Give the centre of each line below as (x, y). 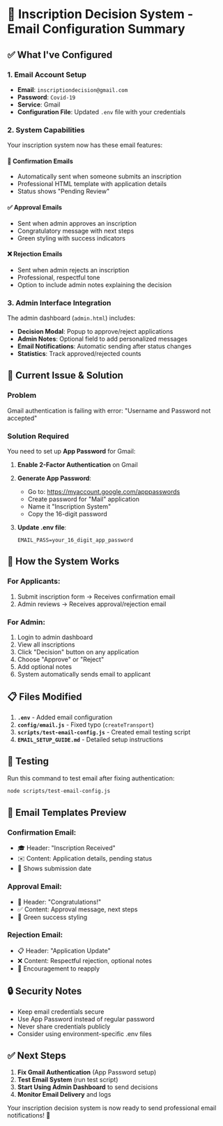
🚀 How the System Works (63, 561)
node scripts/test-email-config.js (59, 791)
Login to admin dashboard (55, 638)
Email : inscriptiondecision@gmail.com (72, 89)
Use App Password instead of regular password (86, 1019)
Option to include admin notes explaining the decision (94, 284)
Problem (22, 395)
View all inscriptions (46, 645)
